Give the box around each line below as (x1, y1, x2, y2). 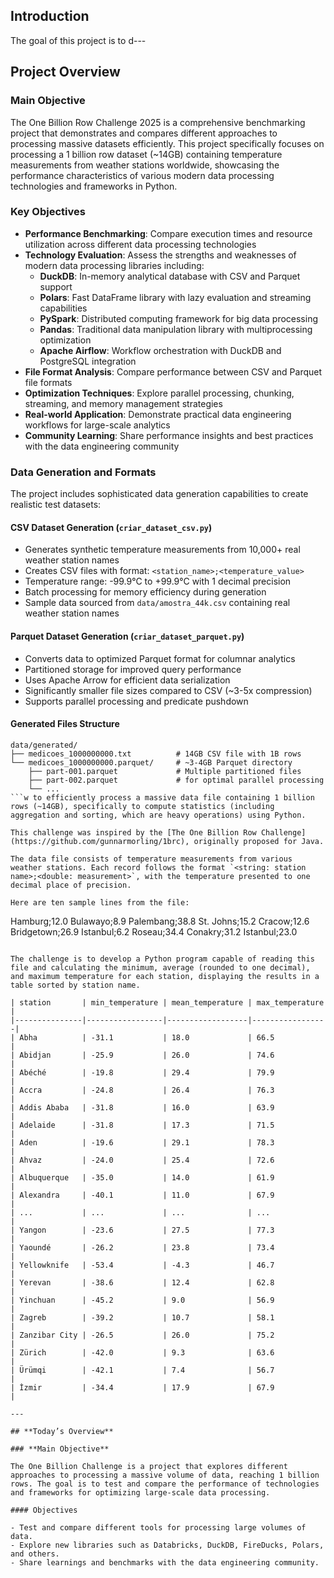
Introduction (10, 8, 90, 25)
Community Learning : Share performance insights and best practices (24, 429, 314, 441)
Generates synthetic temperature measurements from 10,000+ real (24, 544, 301, 556)
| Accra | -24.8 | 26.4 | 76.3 (10, 1085, 275, 1095)
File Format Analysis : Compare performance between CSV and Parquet (24, 365, 323, 378)
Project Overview (10, 64, 121, 81)
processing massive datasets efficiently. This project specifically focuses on (10, 137, 325, 149)
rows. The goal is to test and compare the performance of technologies (10, 1479, 320, 1489)
